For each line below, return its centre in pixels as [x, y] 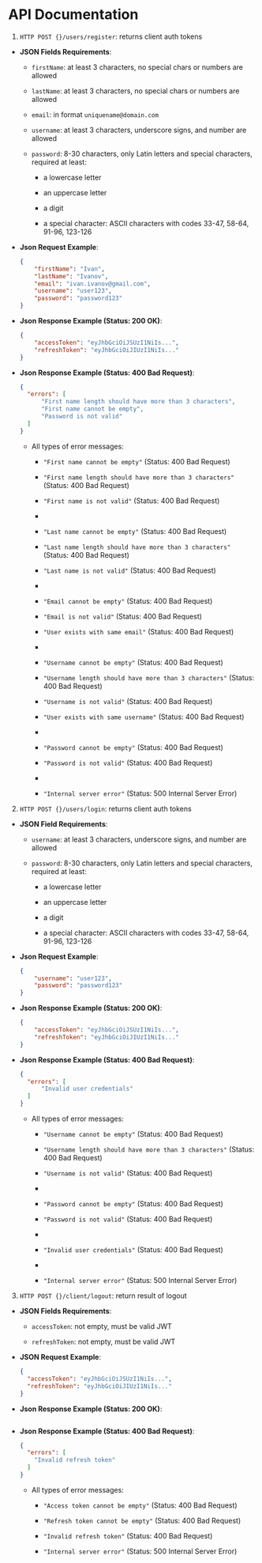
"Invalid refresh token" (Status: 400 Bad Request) [128, 1535]
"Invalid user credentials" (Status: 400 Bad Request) [133, 1250]
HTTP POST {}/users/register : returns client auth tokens [111, 36]
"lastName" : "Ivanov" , [71, 276]
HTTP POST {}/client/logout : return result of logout [103, 1296]
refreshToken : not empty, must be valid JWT [103, 1342]
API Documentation [73, 15]
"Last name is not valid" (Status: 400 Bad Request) [130, 570]
